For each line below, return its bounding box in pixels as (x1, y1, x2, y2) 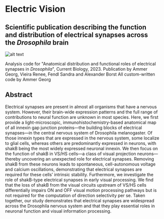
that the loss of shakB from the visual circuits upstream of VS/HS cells (5, 182, 147, 188)
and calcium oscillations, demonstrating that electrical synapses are (5, 166, 142, 172)
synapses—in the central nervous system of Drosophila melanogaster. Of (5, 130, 153, 136)
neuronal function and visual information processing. (5, 208, 112, 214)
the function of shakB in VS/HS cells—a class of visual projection (5, 151, 136, 157)
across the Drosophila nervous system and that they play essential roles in (5, 203, 155, 209)
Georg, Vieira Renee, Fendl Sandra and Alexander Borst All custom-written (5, 71, 155, 77)
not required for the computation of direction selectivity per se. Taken (5, 192, 145, 198)
